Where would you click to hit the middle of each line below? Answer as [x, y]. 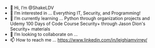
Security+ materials [30, 29]
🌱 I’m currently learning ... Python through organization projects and [80, 18]
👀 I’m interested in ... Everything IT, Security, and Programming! [75, 13]
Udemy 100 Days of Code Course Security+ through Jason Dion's [78, 23]
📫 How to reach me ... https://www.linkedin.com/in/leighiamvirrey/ [78, 40]
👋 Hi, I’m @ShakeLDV [32, 8]
